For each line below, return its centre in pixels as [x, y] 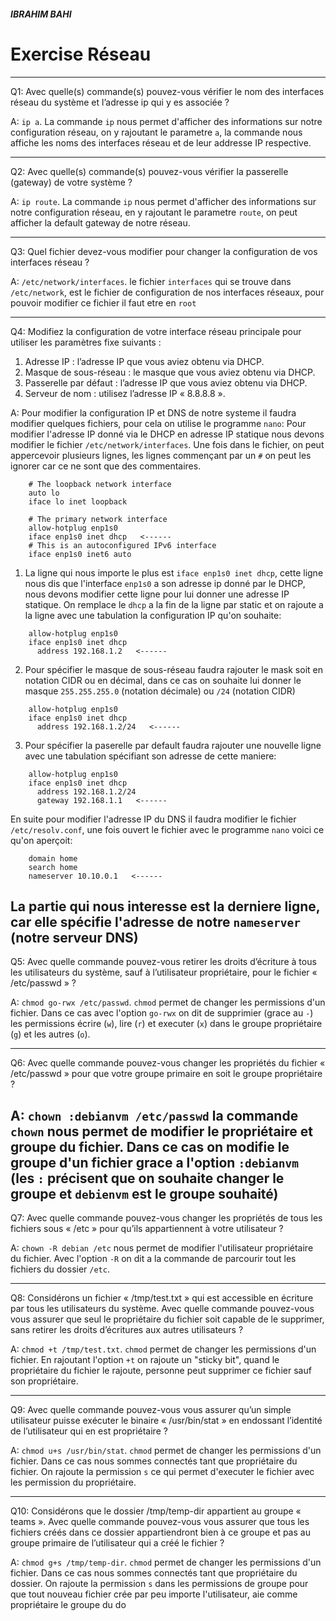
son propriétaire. [44, 1381]
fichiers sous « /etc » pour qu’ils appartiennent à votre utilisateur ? [147, 1229]
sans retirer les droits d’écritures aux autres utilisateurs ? [127, 1330]
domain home [53, 858]
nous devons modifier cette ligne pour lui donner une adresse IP [157, 594]
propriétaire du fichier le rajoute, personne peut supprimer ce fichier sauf [161, 1371]
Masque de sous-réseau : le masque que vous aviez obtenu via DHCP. [170, 372]
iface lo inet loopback [78, 501]
